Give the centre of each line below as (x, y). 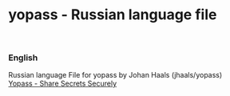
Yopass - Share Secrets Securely (63, 84)
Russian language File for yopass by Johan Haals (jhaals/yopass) (115, 75)
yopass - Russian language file (113, 15)
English (23, 58)
